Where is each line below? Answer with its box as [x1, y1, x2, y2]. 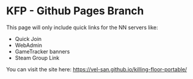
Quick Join [14, 35, 42, 42]
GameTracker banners [14, 48, 70, 55]
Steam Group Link [14, 54, 60, 61]
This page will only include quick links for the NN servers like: [6, 24, 158, 31]
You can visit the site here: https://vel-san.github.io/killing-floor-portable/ [6, 65, 188, 72]
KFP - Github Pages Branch [6, 4, 144, 18]
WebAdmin [14, 42, 43, 49]
